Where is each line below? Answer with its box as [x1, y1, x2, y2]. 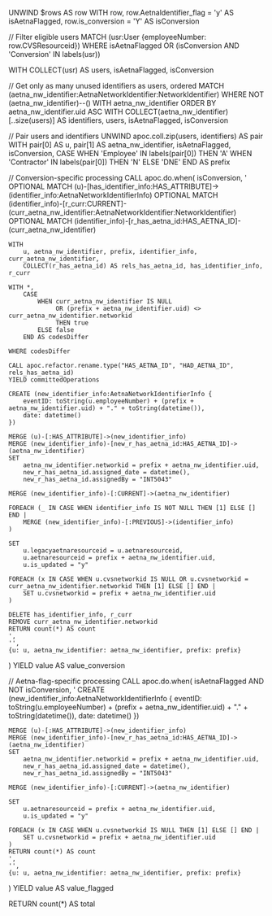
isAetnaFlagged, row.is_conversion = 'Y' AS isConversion [8, 16, 200, 26]
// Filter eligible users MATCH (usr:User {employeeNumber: [8, 33, 207, 41]
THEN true [55, 319, 89, 327]
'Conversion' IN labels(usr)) [8, 50, 101, 59]
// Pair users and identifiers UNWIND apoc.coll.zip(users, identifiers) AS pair [8, 131, 264, 141]
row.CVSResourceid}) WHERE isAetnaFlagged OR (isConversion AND [8, 41, 240, 50]
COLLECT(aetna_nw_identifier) [124, 107, 229, 116]
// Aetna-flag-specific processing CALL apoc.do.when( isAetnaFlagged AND [8, 676, 265, 686]
